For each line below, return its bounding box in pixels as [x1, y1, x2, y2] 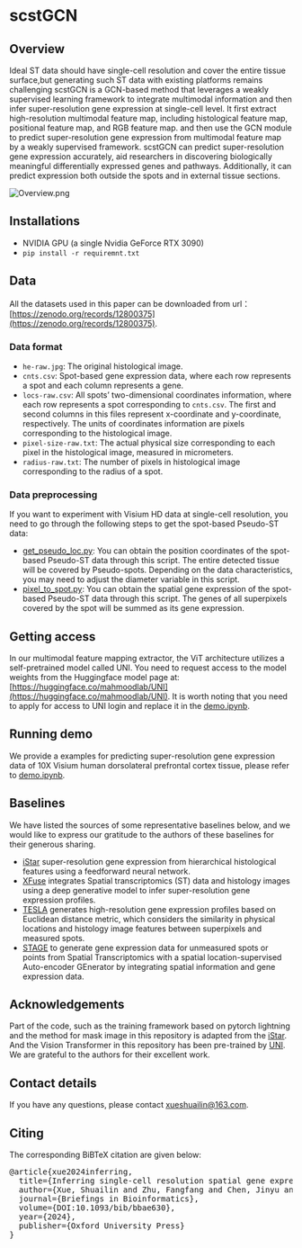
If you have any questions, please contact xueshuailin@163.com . [9, 1100, 249, 1110]
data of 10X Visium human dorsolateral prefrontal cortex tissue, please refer [9, 759, 289, 770]
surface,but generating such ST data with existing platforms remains [9, 75, 263, 85]
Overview [9, 41, 66, 57]
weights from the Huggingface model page [9, 672, 169, 683]
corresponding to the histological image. [22, 427, 173, 438]
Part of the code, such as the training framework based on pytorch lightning [9, 1020, 290, 1031]
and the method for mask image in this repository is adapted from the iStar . [9, 1030, 288, 1041]
